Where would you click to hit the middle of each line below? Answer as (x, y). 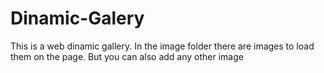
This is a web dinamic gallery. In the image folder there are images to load (162, 46)
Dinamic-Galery (77, 18)
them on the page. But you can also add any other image (127, 56)
